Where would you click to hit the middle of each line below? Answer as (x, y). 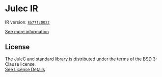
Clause (12, 64)
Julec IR (22, 9)
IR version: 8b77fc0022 (27, 22)
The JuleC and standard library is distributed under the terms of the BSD (79, 59)
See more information (27, 31)
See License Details (25, 69)
